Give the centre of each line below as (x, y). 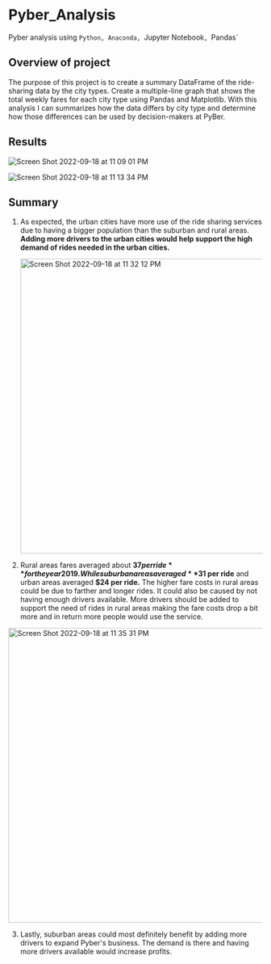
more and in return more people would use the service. (111, 617)
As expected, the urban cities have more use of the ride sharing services (141, 222)
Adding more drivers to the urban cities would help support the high (136, 239)
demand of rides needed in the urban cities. (95, 247)
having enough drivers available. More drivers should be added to (129, 600)
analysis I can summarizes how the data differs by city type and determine (132, 107)
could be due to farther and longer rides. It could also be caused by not (139, 591)
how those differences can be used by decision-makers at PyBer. (117, 116)
